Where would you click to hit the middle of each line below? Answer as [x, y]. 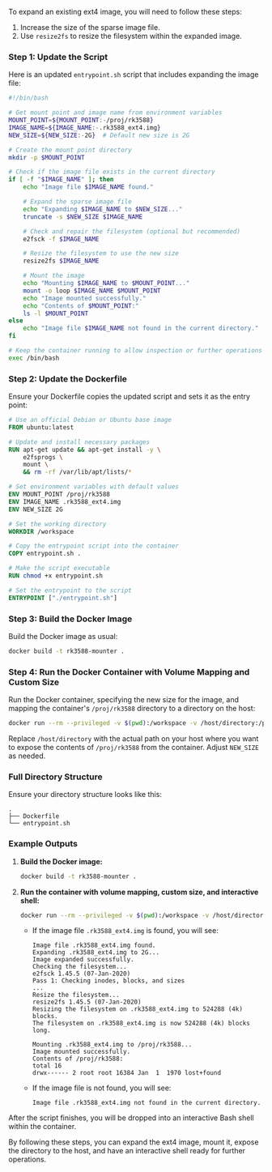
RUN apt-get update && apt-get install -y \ [85, 450]
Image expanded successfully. [83, 960]
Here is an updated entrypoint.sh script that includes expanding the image [134, 75]
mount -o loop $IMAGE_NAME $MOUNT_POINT [92, 291]
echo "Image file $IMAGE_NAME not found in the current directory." [141, 328]
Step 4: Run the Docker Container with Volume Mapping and [129, 671]
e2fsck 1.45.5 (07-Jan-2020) [81, 974]
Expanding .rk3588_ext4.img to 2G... [96, 953]
